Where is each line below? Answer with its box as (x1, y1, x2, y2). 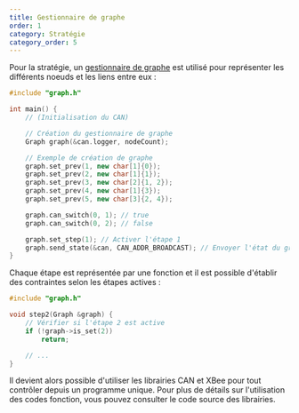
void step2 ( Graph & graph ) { (9, 310, 114, 320)
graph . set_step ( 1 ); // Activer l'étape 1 (25, 234, 181, 244)
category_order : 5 (9, 37, 77, 47)
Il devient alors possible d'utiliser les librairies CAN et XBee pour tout (9, 375, 262, 386)
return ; (41, 335, 69, 344)
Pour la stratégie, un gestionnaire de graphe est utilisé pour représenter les (9, 62, 285, 73)
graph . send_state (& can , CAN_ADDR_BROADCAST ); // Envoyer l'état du (25, 243, 280, 252)
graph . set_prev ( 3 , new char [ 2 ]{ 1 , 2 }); (25, 179, 174, 187)
